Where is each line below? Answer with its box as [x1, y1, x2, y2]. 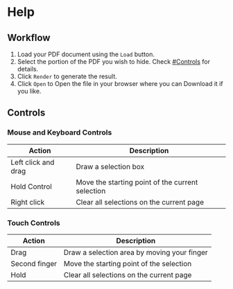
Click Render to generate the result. [17, 72, 117, 80]
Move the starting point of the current [76, 177, 198, 187]
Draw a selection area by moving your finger [63, 247, 208, 257]
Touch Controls [7, 218, 60, 227]
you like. [17, 87, 42, 95]
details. [17, 65, 39, 73]
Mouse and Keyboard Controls [7, 128, 112, 137]
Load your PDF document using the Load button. [17, 50, 155, 58]
